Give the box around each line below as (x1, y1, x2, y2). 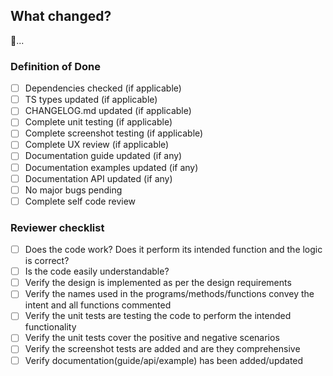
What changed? (10, 8, 112, 25)
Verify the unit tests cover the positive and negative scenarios (24, 332, 280, 344)
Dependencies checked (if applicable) (24, 82, 182, 94)
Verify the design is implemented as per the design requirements (24, 277, 292, 289)
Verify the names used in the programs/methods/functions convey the (24, 288, 315, 300)
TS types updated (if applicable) (24, 94, 158, 106)
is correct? (24, 255, 70, 267)
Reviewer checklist (10, 220, 105, 234)
